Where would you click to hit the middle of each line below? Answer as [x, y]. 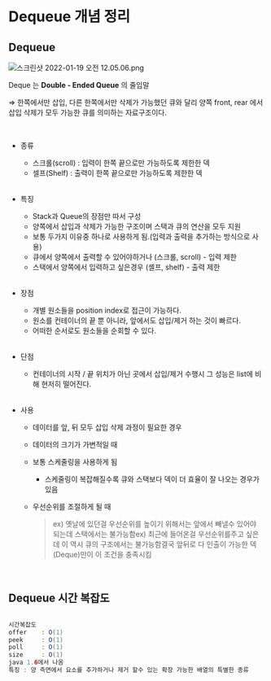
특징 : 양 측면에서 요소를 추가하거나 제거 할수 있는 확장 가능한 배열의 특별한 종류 [129, 670]
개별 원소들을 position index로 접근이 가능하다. [107, 310]
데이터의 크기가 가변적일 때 [75, 445]
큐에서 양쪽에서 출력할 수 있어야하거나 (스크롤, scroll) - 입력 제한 [135, 257]
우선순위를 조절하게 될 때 [72, 506]
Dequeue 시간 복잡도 [59, 598]
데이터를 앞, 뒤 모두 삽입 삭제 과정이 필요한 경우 [107, 427]
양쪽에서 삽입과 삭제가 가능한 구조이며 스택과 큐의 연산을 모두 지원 [137, 226]
